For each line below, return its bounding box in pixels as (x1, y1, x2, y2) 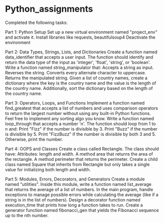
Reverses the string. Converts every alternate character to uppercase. (5, 69, 146, 75)
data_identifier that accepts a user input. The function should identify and (5, 54, 153, 60)
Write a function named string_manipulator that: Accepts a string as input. (5, 65, 154, 70)
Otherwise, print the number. (5, 136, 63, 142)
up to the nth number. (5, 212, 49, 218)
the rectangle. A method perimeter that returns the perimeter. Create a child (5, 156, 158, 162)
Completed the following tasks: (5, 20, 68, 25)
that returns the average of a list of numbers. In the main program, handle (5, 186, 153, 192)
